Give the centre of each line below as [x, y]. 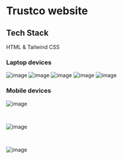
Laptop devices [29, 62]
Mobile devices [29, 91]
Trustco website [47, 11]
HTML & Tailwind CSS [33, 47]
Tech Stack [27, 33]
